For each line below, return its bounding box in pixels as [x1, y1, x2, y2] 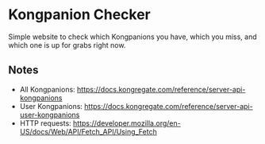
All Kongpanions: [19, 84, 75, 94]
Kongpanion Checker [8, 6, 151, 24]
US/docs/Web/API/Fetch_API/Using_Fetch [19, 126, 157, 136]
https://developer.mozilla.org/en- [72, 118, 181, 128]
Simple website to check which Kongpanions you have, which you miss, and [8, 32, 257, 41]
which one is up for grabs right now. [8, 40, 126, 49]
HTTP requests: [19, 118, 71, 128]
